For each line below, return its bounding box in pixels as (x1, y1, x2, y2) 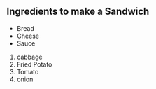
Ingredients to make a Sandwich (6, 6, 150, 18)
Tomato (16, 67, 39, 76)
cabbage (16, 53, 43, 61)
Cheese (16, 32, 40, 40)
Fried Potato (16, 60, 52, 69)
